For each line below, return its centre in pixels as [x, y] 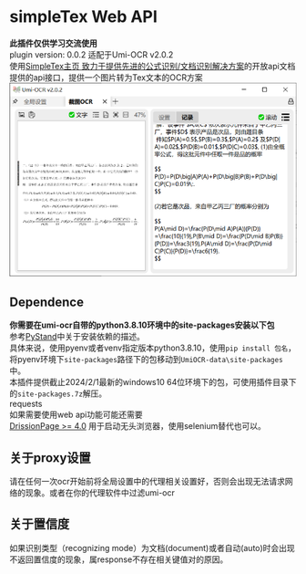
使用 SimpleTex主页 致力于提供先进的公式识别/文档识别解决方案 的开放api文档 [153, 66]
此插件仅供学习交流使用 [53, 43]
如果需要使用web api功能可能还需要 [76, 415]
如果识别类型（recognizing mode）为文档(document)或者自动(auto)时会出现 [153, 548]
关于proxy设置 [50, 458]
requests [26, 404]
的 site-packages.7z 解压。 [58, 393]
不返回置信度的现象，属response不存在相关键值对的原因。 [119, 559]
